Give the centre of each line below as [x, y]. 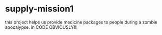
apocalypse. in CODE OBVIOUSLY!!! [41, 27]
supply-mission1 [39, 9]
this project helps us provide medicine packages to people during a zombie [81, 22]
